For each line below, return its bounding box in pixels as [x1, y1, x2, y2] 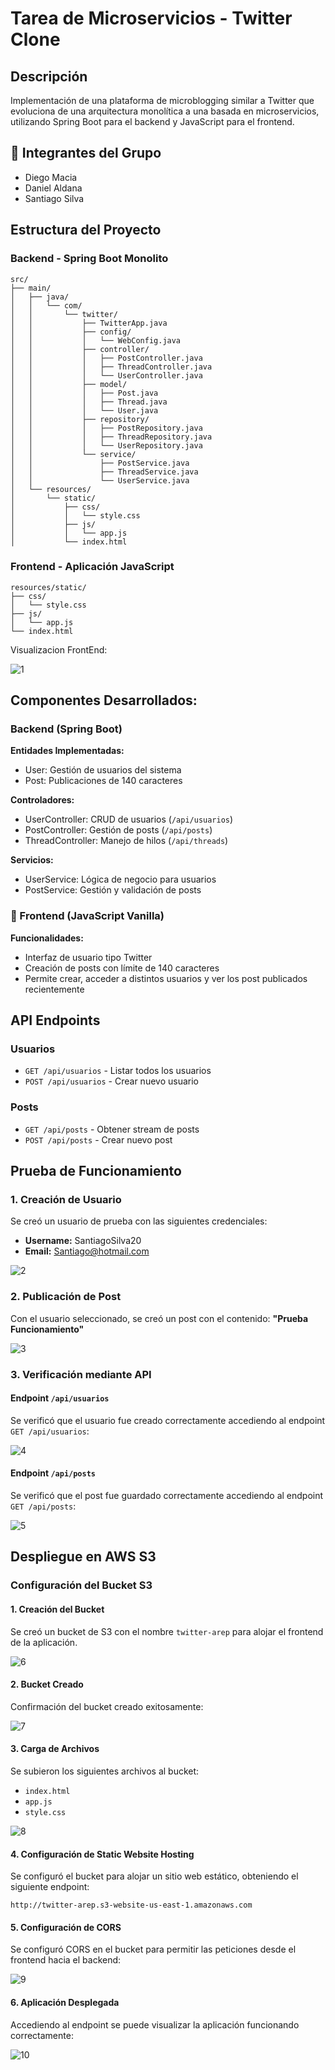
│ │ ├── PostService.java [10, 458, 190, 468]
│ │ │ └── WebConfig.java [10, 335, 182, 346]
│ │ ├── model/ [10, 379, 128, 389]
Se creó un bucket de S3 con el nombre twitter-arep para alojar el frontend [10, 1625, 324, 1637]
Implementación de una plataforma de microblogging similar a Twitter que [10, 95, 315, 106]
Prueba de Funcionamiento [10, 1163, 182, 1180]
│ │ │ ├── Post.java [10, 388, 159, 398]
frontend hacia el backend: [10, 1954, 122, 1966]
